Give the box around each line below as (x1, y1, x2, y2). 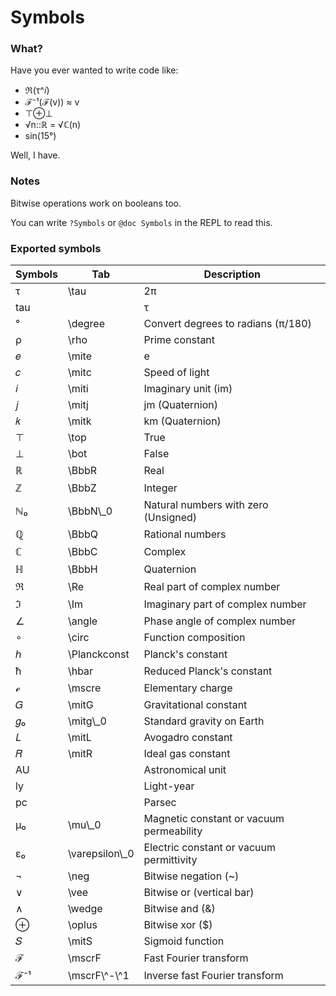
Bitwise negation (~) (143, 869, 240, 883)
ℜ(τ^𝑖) (24, 84, 50, 96)
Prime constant (143, 333, 216, 347)
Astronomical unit (143, 763, 227, 777)
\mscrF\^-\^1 (67, 969, 130, 983)
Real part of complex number (143, 580, 281, 594)
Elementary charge (143, 681, 233, 695)
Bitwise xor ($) (143, 918, 213, 932)
